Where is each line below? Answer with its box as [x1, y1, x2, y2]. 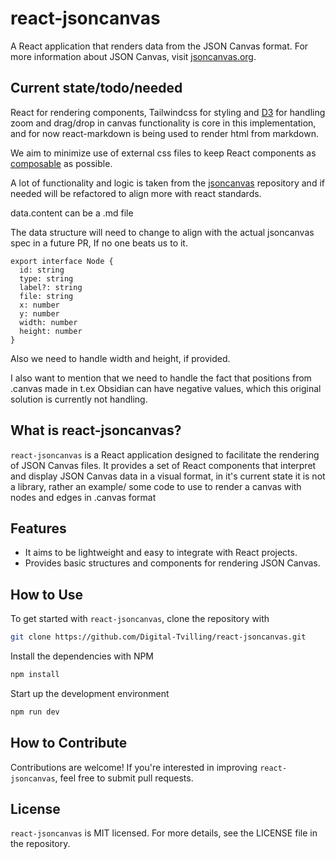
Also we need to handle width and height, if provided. [10, 352, 231, 364]
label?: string [19, 282, 83, 292]
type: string [19, 273, 74, 284]
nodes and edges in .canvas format [10, 491, 157, 503]
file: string [19, 291, 74, 301]
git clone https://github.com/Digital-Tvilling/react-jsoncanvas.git [10, 632, 307, 642]
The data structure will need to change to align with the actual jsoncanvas [10, 226, 315, 238]
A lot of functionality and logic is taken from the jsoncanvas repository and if [10, 177, 325, 189]
